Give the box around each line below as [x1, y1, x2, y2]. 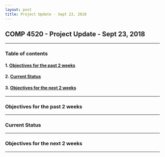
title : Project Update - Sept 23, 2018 [5, 12, 87, 17]
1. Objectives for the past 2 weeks [5, 62, 76, 68]
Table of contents [5, 50, 48, 57]
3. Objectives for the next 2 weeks [5, 85, 77, 91]
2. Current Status [5, 74, 41, 79]
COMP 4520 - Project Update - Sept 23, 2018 [5, 30, 145, 38]
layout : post [5, 7, 32, 12]
